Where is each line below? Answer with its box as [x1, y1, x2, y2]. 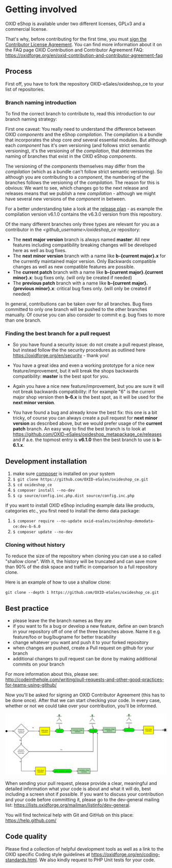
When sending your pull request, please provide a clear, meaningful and [5, 780, 157, 786]
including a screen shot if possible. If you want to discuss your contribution [5, 791, 164, 797]
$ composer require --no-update [12, 519, 82, 524]
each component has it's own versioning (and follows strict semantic [5, 142, 150, 149]
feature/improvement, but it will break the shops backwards [12, 368, 139, 374]
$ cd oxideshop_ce [12, 483, 52, 488]
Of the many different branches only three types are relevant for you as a [5, 221, 160, 228]
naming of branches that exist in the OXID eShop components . [5, 153, 137, 159]
